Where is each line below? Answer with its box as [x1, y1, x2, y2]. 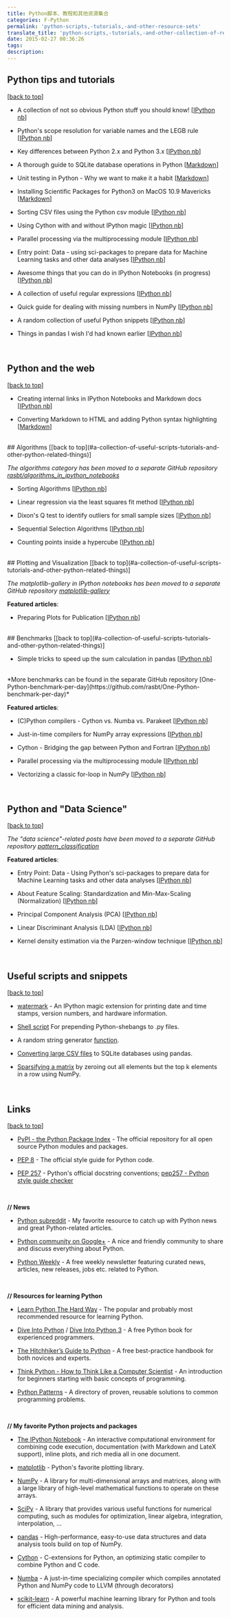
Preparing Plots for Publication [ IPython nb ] [16, 613, 141, 621]
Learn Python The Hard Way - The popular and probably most [16, 1305, 193, 1313]
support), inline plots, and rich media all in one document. [16, 1450, 181, 1458]
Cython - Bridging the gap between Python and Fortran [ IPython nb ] [16, 743, 211, 751]
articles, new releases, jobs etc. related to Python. [16, 1265, 159, 1273]
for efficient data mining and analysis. [16, 1602, 124, 1610]
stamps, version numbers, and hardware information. [16, 1009, 168, 1017]
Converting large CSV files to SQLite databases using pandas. [16, 1049, 192, 1058]
